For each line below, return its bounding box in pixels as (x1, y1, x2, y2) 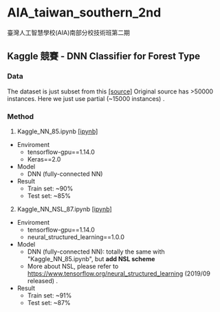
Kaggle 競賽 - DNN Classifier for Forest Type (7, 50, 201, 63)
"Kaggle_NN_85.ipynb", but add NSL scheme (27, 254, 155, 263)
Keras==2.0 (27, 155, 61, 163)
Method (7, 111, 34, 121)
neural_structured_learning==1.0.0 (27, 232, 125, 241)
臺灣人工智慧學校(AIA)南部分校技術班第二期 (7, 28, 131, 36)
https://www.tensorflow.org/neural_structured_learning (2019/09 (27, 269, 211, 278)
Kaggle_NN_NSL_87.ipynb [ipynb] (16, 205, 112, 213)
